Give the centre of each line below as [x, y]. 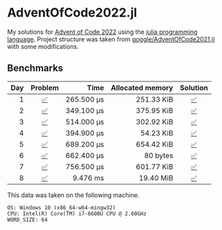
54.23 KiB [157, 133]
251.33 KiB [155, 99]
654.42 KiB [155, 144]
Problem [45, 88]
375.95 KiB [155, 111]
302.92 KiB [155, 122]
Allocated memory [142, 88]
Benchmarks [35, 68]
